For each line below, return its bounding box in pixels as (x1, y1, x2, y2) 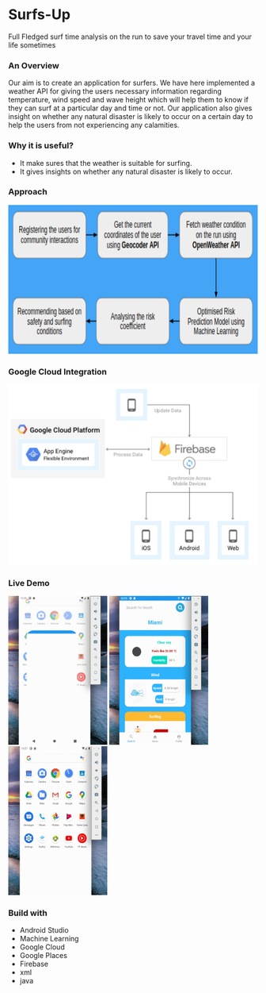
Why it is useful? (8, 140, 74, 152)
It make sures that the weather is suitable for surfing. (19, 158, 192, 167)
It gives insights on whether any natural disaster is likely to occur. (19, 167, 233, 176)
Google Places (19, 951, 67, 960)
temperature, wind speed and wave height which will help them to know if (8, 95, 249, 105)
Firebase (19, 959, 49, 969)
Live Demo (8, 577, 50, 588)
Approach (8, 187, 47, 198)
